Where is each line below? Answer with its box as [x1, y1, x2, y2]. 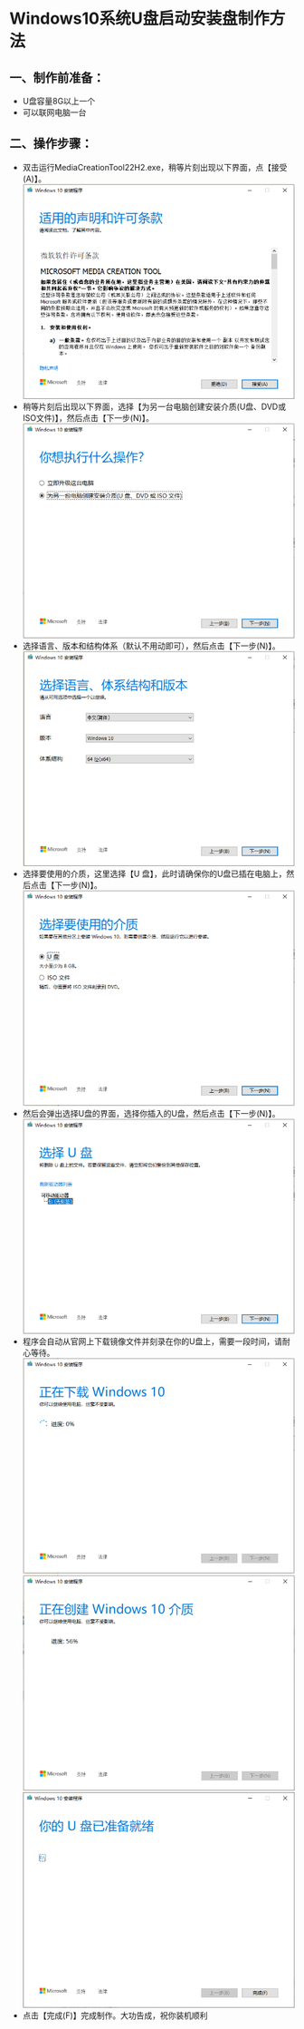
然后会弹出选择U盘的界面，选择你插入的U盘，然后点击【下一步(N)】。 [22, 1107, 280, 1118]
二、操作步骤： [9, 136, 93, 151]
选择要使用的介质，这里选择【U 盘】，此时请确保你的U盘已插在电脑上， [22, 868, 287, 880]
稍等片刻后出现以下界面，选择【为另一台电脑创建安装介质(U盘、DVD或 [22, 401, 287, 413]
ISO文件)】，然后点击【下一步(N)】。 [22, 413, 155, 424]
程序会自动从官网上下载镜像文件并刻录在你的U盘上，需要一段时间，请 [22, 1336, 283, 1347]
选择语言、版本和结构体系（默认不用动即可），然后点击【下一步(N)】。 [22, 640, 280, 651]
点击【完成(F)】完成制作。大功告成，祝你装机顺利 [22, 2010, 208, 2021]
